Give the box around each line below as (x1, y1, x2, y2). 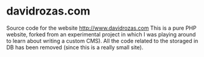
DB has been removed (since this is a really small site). (6, 44, 144, 51)
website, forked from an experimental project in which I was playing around (6, 30, 196, 38)
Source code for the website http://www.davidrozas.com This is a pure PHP (6, 24, 197, 32)
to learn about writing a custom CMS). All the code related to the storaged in (6, 37, 199, 44)
